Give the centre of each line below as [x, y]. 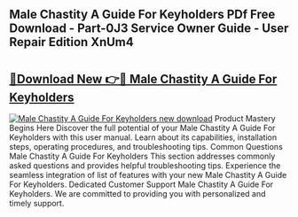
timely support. [37, 203]
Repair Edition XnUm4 [72, 42]
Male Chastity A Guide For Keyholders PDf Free [142, 15]
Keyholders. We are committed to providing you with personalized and [137, 194]
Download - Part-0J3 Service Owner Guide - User [149, 29]
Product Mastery [245, 118]
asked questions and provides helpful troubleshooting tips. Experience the [145, 166]
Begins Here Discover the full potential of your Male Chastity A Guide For [142, 128]
